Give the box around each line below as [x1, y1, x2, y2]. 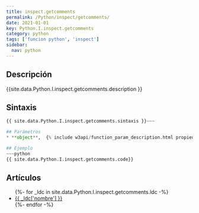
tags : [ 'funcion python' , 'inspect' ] [6, 36, 99, 42]
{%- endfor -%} [14, 201, 54, 208]
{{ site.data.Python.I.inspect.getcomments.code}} [6, 156, 134, 162]
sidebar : [6, 42, 28, 48]
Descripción [6, 70, 52, 80]
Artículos [6, 173, 41, 183]
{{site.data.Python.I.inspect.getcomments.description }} [6, 85, 143, 92]
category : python [6, 31, 49, 37]
